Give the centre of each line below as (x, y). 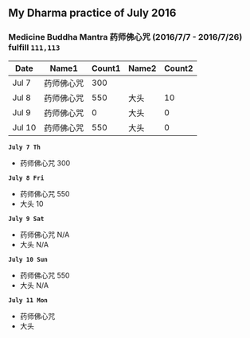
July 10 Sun (28, 259)
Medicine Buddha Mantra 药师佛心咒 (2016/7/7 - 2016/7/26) (125, 37)
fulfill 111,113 (34, 48)
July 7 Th (25, 147)
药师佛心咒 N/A (45, 235)
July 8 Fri (26, 178)
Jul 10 (24, 127)
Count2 (179, 68)
